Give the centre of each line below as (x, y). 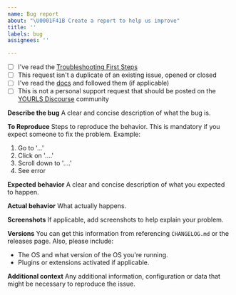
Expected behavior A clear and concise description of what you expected (116, 185)
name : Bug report (33, 14)
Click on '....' (36, 156)
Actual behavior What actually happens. (67, 206)
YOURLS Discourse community (63, 99)
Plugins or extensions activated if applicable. (83, 263)
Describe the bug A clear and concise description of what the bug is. (109, 113)
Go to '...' (31, 148)
